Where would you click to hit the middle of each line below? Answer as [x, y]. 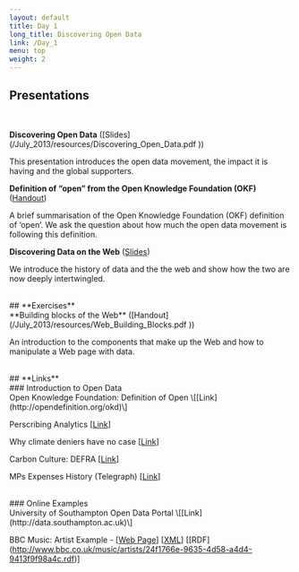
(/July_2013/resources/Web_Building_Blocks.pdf [98, 325]
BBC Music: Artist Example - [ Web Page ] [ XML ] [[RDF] [110, 540]
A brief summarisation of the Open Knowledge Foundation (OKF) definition [147, 215]
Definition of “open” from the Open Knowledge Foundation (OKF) [133, 188]
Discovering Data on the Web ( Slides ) [80, 251]
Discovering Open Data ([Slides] [70, 134]
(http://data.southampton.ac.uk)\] [71, 522]
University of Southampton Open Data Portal [92, 513]
